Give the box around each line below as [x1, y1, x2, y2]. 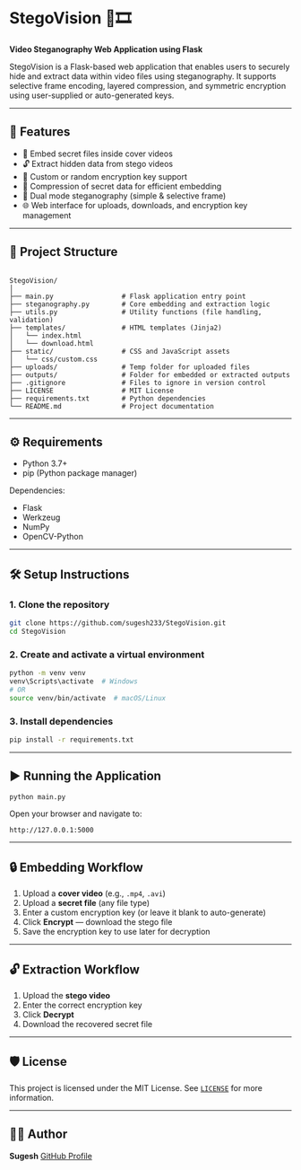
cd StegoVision [9, 627, 66, 636]
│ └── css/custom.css [9, 355, 99, 364]
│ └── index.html [9, 330, 82, 340]
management [21, 209, 72, 221]
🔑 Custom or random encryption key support [21, 171, 188, 181]
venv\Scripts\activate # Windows [9, 676, 139, 686]
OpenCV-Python [21, 532, 83, 542]
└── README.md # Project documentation [9, 401, 215, 410]
